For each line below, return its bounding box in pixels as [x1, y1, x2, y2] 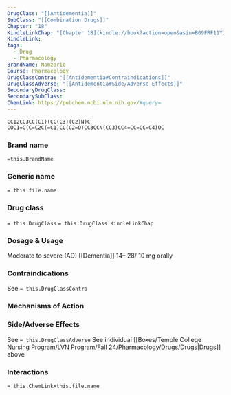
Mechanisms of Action [7, 302, 85, 311]
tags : [7, 42, 23, 49]
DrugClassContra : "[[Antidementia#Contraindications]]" [7, 74, 170, 81]
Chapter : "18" [7, 23, 48, 30]
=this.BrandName [7, 156, 54, 163]
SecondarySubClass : [7, 93, 63, 100]
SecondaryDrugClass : [7, 87, 67, 93]
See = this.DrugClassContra [7, 284, 88, 293]
